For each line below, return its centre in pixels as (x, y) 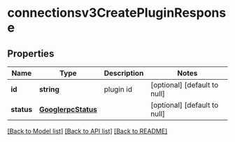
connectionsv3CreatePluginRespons (117, 13)
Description (124, 73)
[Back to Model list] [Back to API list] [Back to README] (87, 131)
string (49, 89)
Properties (31, 54)
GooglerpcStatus (68, 109)
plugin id (118, 89)
